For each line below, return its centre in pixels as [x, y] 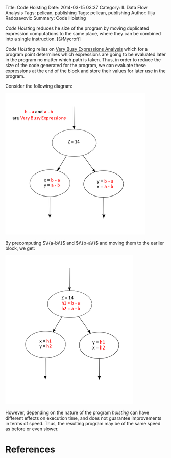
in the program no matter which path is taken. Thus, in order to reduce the [83, 60]
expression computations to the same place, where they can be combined [83, 34]
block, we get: [20, 248]
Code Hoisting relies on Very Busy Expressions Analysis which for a [77, 49]
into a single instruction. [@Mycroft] [43, 39]
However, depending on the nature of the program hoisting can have [77, 412]
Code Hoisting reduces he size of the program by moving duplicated [77, 28]
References [30, 450]
